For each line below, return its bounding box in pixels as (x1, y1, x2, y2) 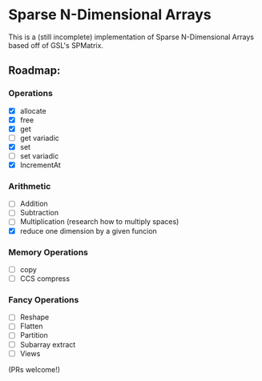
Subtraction (19, 208, 58, 218)
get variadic (19, 133, 60, 142)
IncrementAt (19, 160, 62, 170)
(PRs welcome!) (8, 364, 61, 374)
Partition (19, 331, 48, 340)
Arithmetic (8, 180, 51, 191)
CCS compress (19, 274, 71, 283)
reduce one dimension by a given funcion (19, 226, 158, 235)
